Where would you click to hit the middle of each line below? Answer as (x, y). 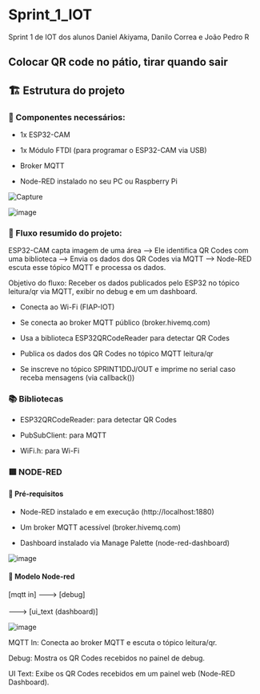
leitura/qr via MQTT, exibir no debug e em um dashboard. (103, 292)
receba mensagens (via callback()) (77, 377)
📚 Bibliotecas (36, 399)
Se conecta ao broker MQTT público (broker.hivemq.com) (115, 323)
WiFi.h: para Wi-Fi (50, 450)
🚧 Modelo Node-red (42, 577)
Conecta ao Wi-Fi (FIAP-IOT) (67, 307)
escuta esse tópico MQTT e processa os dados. (87, 268)
